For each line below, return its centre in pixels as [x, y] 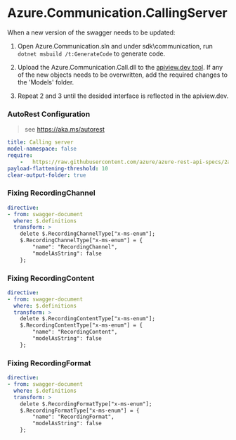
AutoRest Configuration [49, 114]
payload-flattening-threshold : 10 [58, 168]
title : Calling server [40, 142]
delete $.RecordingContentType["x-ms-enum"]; [88, 319]
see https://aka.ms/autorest [65, 130]
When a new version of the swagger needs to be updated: [91, 32]
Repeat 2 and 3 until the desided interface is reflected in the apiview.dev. [123, 96]
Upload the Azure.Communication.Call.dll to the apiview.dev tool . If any [120, 67]
